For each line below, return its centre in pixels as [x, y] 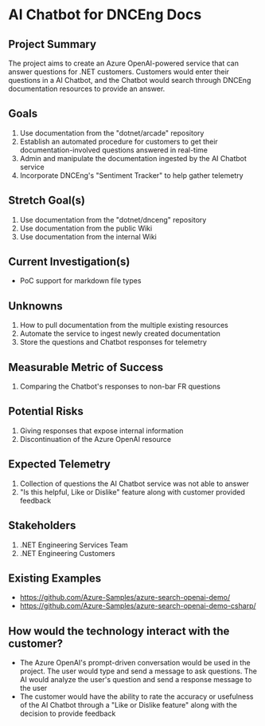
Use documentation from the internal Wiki [88, 236]
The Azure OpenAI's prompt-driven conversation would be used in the [135, 663]
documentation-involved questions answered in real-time [114, 150]
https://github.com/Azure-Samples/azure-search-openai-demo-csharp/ [138, 606]
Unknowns [35, 306]
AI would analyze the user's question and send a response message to [136, 680]
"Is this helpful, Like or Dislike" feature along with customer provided [132, 491]
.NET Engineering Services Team [74, 545]
